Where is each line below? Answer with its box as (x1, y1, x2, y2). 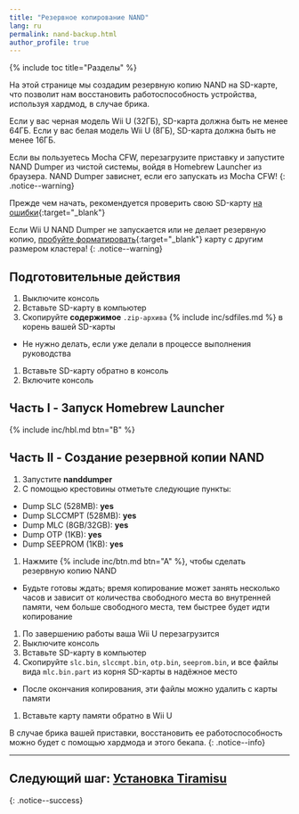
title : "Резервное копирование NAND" (9, 12, 149, 22)
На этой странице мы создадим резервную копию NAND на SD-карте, (9, 79, 279, 90)
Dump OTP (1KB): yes (21, 529, 102, 539)
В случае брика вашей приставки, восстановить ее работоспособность (9, 728, 283, 738)
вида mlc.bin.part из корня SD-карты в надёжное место (21, 666, 238, 677)
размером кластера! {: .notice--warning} (9, 243, 163, 254)
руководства (21, 349, 71, 359)
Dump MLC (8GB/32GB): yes (21, 519, 129, 530)
